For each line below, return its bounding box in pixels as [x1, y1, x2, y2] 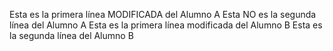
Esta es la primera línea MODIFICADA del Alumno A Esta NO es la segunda [9, 9, 317, 20]
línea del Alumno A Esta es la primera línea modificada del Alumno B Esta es [9, 19, 323, 31]
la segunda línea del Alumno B [9, 30, 134, 41]
